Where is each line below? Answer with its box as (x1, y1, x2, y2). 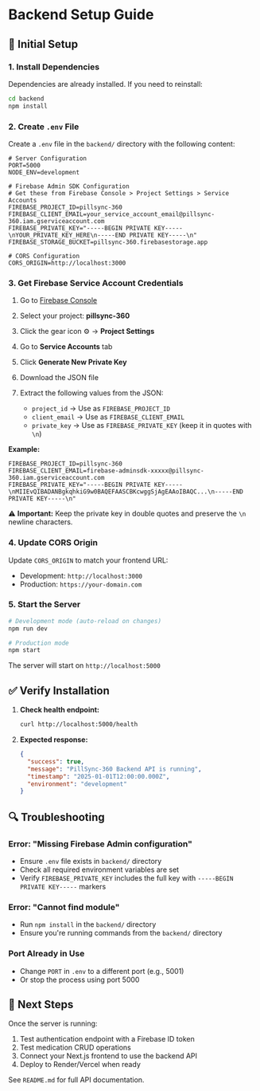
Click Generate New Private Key (19, 357, 127, 367)
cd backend (8, 94, 45, 103)
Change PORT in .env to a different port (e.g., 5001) (19, 966, 184, 975)
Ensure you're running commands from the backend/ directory (19, 928, 223, 938)
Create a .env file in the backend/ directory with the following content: (8, 139, 235, 148)
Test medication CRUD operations (19, 1042, 131, 1053)
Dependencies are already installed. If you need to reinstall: (8, 79, 203, 88)
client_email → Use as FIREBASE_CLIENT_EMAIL (31, 412, 185, 422)
